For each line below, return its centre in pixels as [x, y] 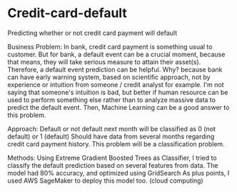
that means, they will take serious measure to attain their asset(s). [104, 61]
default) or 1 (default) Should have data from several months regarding [111, 136]
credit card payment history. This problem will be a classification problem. [116, 143]
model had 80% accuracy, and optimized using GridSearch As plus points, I [118, 173]
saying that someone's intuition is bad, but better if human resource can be [118, 92]
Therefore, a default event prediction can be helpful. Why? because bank [115, 69]
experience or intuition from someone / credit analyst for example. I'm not [116, 84]
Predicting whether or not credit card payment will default [92, 33]
